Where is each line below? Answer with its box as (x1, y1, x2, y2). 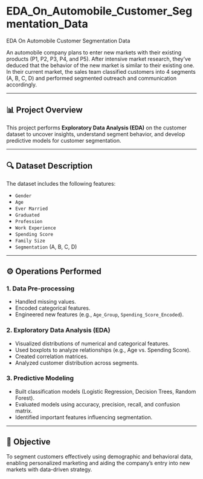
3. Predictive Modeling (6, 374, 74, 382)
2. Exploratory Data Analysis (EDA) (6, 326, 111, 334)
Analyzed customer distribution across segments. (14, 359, 139, 367)
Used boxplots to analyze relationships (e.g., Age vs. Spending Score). (14, 346, 192, 353)
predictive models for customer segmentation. (6, 137, 122, 144)
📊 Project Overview (6, 105, 83, 116)
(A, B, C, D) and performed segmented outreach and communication (6, 74, 177, 82)
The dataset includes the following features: (6, 180, 116, 187)
